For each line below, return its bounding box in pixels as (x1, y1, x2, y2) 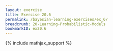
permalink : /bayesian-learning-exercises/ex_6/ (5, 17, 108, 22)
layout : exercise (5, 7, 42, 13)
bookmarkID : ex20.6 (5, 26, 47, 31)
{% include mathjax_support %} (5, 40, 72, 46)
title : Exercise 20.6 (5, 12, 51, 17)
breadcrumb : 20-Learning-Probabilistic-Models (5, 21, 106, 27)
